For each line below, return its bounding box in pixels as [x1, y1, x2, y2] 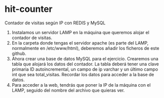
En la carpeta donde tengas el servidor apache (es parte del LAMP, [11, 40, 149, 46]
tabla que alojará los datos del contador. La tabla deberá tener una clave [11, 61, 159, 67]
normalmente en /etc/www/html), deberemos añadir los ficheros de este [11, 45, 160, 51]
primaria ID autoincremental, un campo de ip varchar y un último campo [11, 66, 159, 72]
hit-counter [4, 3, 53, 15]
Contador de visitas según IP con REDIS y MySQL [4, 20, 106, 26]
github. [11, 50, 27, 56]
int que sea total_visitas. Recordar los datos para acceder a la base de [11, 71, 154, 77]
